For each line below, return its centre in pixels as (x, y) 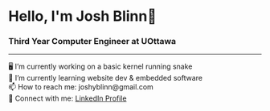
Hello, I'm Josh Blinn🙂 (82, 16)
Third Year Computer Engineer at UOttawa (92, 42)
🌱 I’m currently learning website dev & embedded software (106, 78)
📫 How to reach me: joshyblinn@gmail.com (81, 87)
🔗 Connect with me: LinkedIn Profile (67, 98)
